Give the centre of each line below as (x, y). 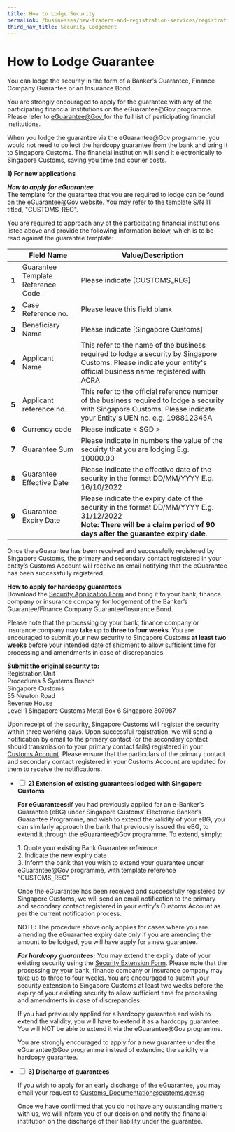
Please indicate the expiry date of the (142, 498)
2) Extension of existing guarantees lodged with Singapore (115, 784)
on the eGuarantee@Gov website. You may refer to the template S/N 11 (109, 202)
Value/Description (152, 255)
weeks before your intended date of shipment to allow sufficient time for (112, 645)
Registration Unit (31, 674)
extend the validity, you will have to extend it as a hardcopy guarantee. (119, 1021)
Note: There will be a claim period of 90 (148, 525)
